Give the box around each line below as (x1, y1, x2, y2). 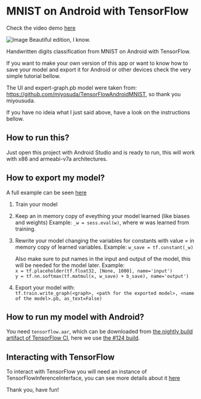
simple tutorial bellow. (6, 72, 61, 79)
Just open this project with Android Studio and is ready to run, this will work (6, 148, 196, 156)
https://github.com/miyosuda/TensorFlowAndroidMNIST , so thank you (6, 90, 181, 97)
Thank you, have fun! (6, 386, 59, 394)
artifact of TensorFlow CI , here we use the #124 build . (6, 334, 140, 341)
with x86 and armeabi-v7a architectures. (6, 155, 108, 162)
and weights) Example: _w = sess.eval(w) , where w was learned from (15, 219, 189, 226)
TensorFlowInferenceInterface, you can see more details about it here (6, 374, 180, 382)
